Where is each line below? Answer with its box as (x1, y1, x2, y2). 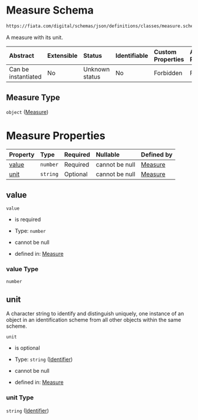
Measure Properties (6, 129, 105, 142)
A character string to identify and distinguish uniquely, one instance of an (6, 310, 184, 317)
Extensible (47, 51, 78, 60)
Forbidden (154, 69, 183, 77)
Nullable (95, 150, 120, 158)
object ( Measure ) (6, 108, 49, 115)
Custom (154, 48, 177, 56)
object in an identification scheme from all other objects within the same (6, 317, 181, 324)
